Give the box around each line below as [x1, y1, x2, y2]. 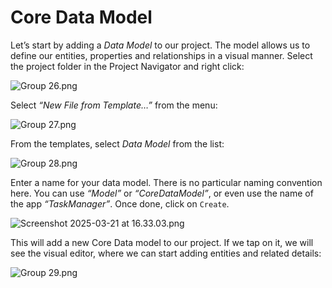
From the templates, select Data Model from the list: [10, 137, 225, 150]
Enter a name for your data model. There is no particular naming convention [10, 176, 323, 188]
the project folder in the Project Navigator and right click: [10, 60, 245, 72]
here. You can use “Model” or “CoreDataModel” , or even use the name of [10, 187, 314, 199]
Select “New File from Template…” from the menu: [10, 99, 218, 111]
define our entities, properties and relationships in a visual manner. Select [10, 49, 313, 61]
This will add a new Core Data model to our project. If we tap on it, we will [10, 236, 314, 248]
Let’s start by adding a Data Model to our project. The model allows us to [10, 39, 311, 51]
